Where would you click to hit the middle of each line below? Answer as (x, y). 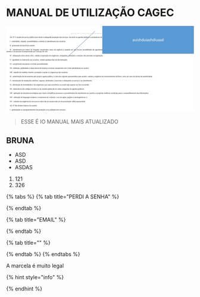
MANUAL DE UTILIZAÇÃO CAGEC (90, 13)
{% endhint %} (24, 289)
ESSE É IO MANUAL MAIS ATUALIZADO (70, 122)
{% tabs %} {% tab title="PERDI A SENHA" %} (63, 197)
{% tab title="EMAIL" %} (36, 220)
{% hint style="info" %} (35, 277)
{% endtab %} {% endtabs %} (43, 254)
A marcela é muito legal (35, 266)
